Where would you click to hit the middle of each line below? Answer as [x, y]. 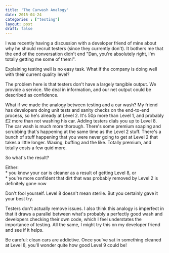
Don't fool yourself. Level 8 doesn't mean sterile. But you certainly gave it [82, 193]
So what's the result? [27, 158]
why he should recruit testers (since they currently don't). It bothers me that [84, 49]
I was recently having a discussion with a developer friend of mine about [81, 43]
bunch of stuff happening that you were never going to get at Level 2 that [82, 137]
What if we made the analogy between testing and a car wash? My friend [81, 105]
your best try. [19, 199]
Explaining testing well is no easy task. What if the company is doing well [81, 69]
